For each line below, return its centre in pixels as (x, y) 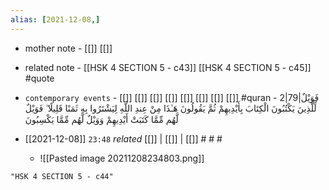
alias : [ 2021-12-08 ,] (55, 19)
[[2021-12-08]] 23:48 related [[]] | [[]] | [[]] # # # (123, 138)
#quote (39, 78)
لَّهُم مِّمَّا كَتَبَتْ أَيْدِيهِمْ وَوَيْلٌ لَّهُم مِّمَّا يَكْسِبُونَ (101, 119)
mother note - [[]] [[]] (68, 48)
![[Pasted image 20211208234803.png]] (122, 158)
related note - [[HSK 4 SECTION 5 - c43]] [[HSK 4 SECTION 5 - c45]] (168, 67)
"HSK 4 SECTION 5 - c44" (62, 176)
